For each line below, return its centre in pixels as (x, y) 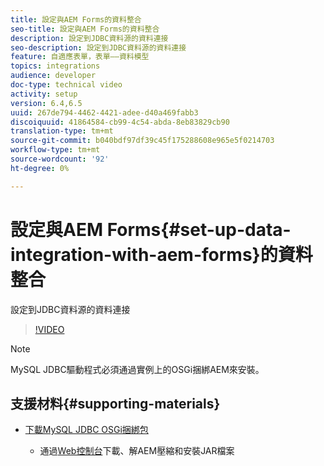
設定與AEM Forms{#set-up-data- (151, 229)
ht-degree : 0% (40, 168)
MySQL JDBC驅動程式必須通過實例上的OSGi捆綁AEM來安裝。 (137, 369)
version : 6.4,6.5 (46, 103)
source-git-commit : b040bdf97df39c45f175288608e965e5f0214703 (142, 141)
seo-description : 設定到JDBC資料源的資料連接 (98, 47)
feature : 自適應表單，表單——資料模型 (80, 57)
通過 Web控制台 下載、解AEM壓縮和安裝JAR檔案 (137, 451)
